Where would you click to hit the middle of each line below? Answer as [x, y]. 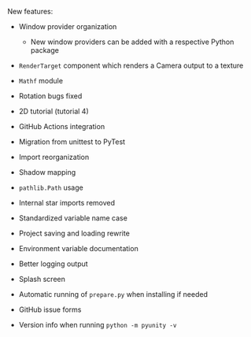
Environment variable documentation [78, 248]
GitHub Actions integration [62, 126]
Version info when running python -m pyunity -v [98, 325]
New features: [30, 11]
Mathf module [41, 81]
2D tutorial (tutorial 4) [54, 111]
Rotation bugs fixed [50, 96]
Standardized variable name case [73, 218]
